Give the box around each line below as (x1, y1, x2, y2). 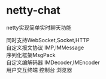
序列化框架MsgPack (6, 51, 56, 58)
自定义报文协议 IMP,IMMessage (6, 44, 84, 51)
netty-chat (6, 4, 61, 17)
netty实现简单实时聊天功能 (6, 24, 72, 31)
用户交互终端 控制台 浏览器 (6, 66, 72, 73)
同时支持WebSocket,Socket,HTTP (6, 36, 90, 43)
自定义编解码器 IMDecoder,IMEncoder (6, 59, 100, 66)
